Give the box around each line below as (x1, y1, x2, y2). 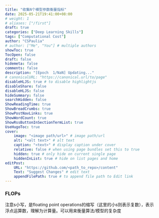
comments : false (5, 66, 38, 71)
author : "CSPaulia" (5, 39, 45, 44)
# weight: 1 (5, 16, 29, 21)
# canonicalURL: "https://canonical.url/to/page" (5, 75, 108, 80)
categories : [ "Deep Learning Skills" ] (5, 30, 83, 34)
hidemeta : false (5, 61, 38, 66)
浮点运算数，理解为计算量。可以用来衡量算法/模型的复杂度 (5, 208, 122, 214)
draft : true (5, 25, 29, 30)
